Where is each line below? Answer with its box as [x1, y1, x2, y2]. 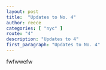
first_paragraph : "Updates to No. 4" [6, 42, 101, 48]
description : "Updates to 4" [6, 36, 79, 42]
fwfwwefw [6, 58, 33, 65]
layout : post [6, 8, 39, 15]
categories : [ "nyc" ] [6, 25, 63, 31]
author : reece [6, 20, 42, 26]
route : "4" [6, 31, 34, 37]
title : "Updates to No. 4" [6, 14, 77, 20]
